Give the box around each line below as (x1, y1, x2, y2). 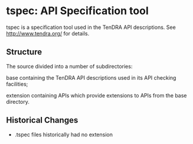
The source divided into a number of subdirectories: (6, 63, 133, 70)
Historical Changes (6, 115, 78, 125)
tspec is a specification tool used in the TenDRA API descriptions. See (6, 24, 176, 31)
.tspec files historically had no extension (14, 131, 113, 138)
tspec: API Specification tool (6, 4, 149, 18)
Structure (6, 47, 42, 57)
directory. (6, 98, 30, 105)
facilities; (6, 80, 28, 87)
